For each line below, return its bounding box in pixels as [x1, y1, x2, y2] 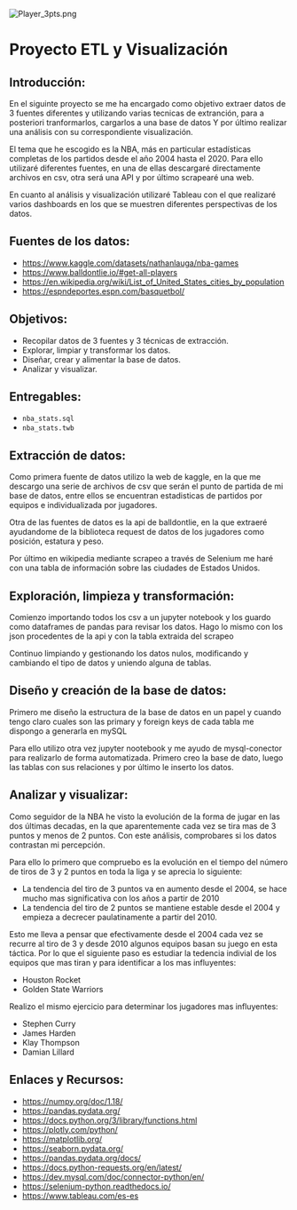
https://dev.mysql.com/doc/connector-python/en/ [21, 1171, 205, 1182]
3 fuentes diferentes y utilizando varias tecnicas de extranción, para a [9, 107, 264, 118]
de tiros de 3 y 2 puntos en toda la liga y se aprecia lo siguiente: [9, 866, 243, 877]
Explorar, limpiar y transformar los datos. [21, 345, 171, 355]
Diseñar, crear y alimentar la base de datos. [21, 354, 182, 364]
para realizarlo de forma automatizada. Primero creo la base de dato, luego [9, 752, 284, 763]
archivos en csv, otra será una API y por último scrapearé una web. [9, 172, 254, 182]
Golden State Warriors [21, 983, 104, 994]
